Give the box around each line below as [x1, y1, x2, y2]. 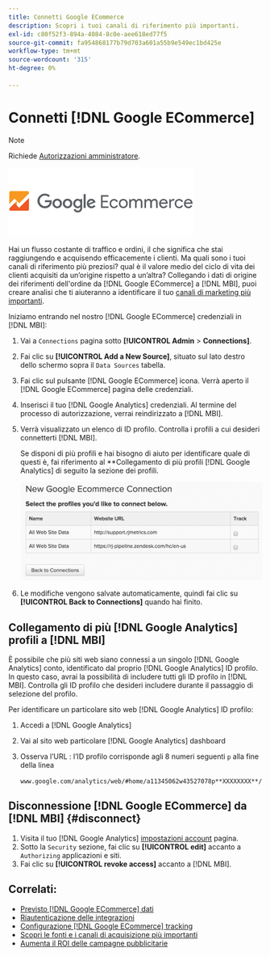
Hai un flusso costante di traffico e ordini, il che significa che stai [8, 244, 223, 254]
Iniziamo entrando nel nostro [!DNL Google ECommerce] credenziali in [8, 311, 242, 321]
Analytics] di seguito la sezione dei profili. [19, 465, 159, 475]
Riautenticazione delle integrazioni [19, 912, 135, 922]
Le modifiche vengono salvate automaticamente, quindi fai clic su [19, 588, 239, 598]
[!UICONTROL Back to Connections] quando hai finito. [19, 597, 203, 607]
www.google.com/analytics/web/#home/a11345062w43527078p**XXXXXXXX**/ [19, 777, 263, 785]
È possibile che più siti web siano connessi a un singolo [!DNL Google [8, 655, 239, 664]
